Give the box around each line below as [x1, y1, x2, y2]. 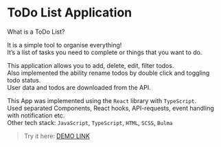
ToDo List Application [7, 5, 132, 21]
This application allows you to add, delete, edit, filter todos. [7, 61, 174, 69]
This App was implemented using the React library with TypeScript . [7, 96, 197, 104]
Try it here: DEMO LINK [23, 132, 91, 140]
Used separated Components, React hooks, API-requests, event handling [7, 104, 215, 112]
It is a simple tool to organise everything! [7, 41, 122, 49]
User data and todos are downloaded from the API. [7, 83, 151, 91]
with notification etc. [7, 111, 65, 120]
